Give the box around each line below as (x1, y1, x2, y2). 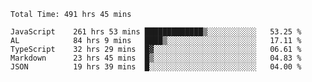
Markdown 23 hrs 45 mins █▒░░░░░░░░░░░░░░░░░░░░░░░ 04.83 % (10, 53, 302, 63)
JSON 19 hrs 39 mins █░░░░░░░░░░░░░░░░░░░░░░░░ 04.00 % (10, 62, 302, 72)
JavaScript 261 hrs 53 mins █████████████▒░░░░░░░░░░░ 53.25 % (10, 27, 302, 37)
